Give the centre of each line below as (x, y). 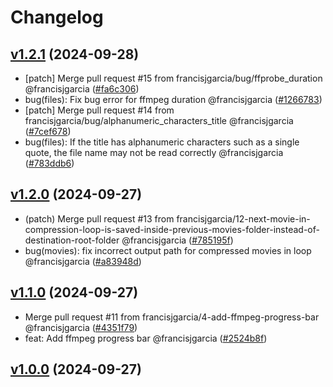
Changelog (57, 17)
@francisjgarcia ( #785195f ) (177, 240)
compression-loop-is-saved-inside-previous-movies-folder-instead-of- (172, 229)
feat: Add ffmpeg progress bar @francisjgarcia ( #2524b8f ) (146, 338)
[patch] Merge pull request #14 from (99, 110)
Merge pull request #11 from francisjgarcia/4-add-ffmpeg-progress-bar (172, 317)
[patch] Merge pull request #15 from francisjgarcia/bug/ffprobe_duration (173, 78)
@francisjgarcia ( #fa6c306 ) (82, 89)
